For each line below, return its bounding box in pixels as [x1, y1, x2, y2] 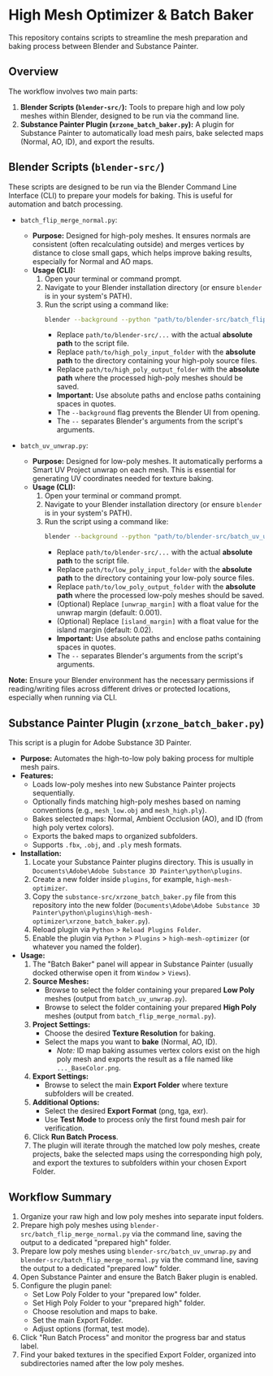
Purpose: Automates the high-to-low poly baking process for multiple [19, 753, 254, 763]
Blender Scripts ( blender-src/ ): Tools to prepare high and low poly [19, 102, 245, 111]
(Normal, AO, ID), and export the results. [19, 137, 155, 146]
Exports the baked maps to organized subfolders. [32, 831, 198, 841]
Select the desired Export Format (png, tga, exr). [44, 1106, 209, 1116]
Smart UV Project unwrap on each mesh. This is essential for [32, 465, 236, 475]
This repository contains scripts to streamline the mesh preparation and [8, 33, 248, 42]
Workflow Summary [8, 1190, 112, 1204]
